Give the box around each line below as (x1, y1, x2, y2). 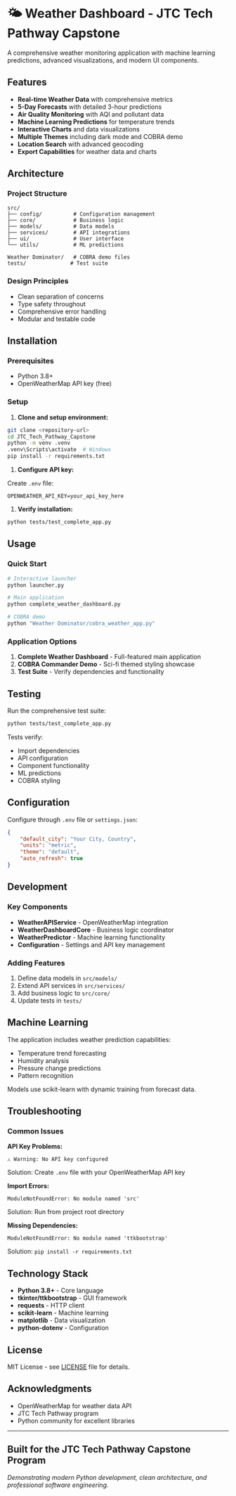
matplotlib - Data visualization (17, 1316, 106, 1325)
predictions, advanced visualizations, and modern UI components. (7, 56, 199, 64)
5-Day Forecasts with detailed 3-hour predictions (17, 103, 162, 111)
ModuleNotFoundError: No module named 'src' (7, 1195, 140, 1202)
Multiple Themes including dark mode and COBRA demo (17, 132, 183, 141)
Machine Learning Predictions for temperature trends (17, 117, 175, 126)
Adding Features (7, 958, 65, 968)
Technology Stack (7, 1268, 88, 1280)
